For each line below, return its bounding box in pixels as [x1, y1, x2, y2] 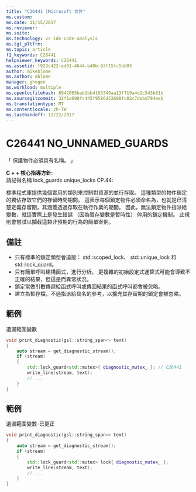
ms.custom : [6, 14, 33, 20]
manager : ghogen [6, 79, 46, 85]
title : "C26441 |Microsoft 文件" [6, 8, 86, 15]
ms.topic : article [6, 47, 51, 53]
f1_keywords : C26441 [6, 52, 57, 58]
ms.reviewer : [6, 25, 38, 31]
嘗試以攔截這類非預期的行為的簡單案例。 [16, 219, 114, 226]
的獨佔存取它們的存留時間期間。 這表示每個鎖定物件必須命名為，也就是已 [6, 196, 182, 203]
